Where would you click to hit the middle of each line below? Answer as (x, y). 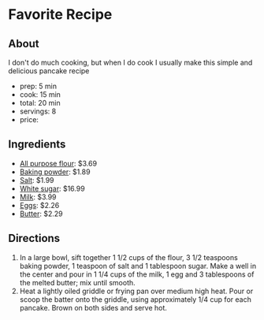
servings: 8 (38, 111)
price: (29, 119)
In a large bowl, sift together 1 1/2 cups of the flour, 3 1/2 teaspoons (128, 257)
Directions (34, 238)
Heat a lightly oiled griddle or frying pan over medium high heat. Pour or (136, 291)
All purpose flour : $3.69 (58, 163)
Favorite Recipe (60, 15)
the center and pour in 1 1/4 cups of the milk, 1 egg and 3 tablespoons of (137, 274)
